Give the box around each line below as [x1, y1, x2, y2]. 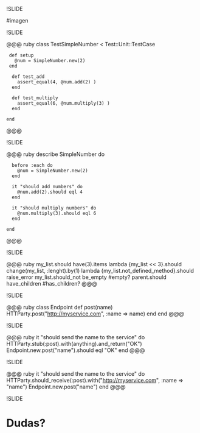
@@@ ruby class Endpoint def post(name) [6, 304, 113, 311]
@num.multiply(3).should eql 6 [17, 210, 97, 216]
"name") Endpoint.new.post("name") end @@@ [6, 383, 126, 390]
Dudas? [6, 417, 46, 430]
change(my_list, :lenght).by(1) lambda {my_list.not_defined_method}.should [6, 267, 195, 274]
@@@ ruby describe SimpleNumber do [6, 150, 105, 158]
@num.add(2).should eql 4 [17, 189, 83, 195]
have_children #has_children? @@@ [6, 280, 97, 287]
